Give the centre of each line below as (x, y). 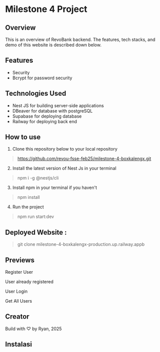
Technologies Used (36, 93)
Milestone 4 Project (46, 9)
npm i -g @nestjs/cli (38, 178)
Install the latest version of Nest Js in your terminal (64, 169)
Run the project (28, 207)
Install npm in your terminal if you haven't (55, 187)
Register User (19, 272)
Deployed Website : (36, 232)
